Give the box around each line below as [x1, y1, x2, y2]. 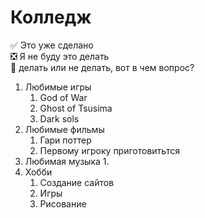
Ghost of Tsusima [39, 102, 113, 114]
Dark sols [39, 112, 80, 125]
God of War [39, 91, 88, 103]
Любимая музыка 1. [24, 155, 110, 167]
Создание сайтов [39, 176, 115, 188]
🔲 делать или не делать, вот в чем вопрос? [10, 61, 195, 73]
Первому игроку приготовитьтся [39, 144, 180, 156]
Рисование [39, 197, 87, 210]
